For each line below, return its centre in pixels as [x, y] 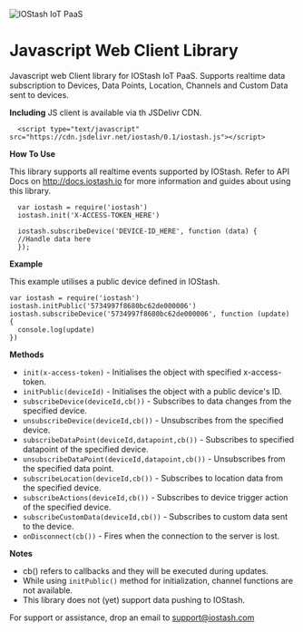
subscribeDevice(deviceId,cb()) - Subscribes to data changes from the [157, 401]
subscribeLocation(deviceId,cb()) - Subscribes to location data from [153, 478]
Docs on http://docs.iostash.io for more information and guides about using [150, 180]
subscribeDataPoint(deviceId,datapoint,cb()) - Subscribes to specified [158, 439]
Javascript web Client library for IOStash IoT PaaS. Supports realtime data [147, 75]
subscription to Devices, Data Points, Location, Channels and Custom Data [149, 85]
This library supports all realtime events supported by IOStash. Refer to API [150, 171]
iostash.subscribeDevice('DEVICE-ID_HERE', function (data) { [137, 231]
